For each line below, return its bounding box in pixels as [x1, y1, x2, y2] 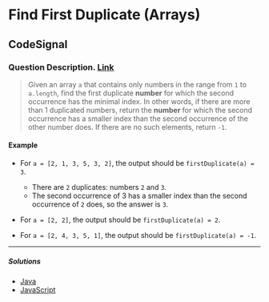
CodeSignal [8, 38, 68, 51]
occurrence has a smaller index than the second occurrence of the [27, 114, 248, 123]
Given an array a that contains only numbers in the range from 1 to [27, 79, 247, 89]
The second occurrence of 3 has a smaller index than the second [31, 191, 247, 201]
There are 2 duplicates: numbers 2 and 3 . [31, 183, 167, 192]
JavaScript [19, 285, 56, 295]
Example [8, 140, 38, 150]
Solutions [8, 256, 42, 266]
